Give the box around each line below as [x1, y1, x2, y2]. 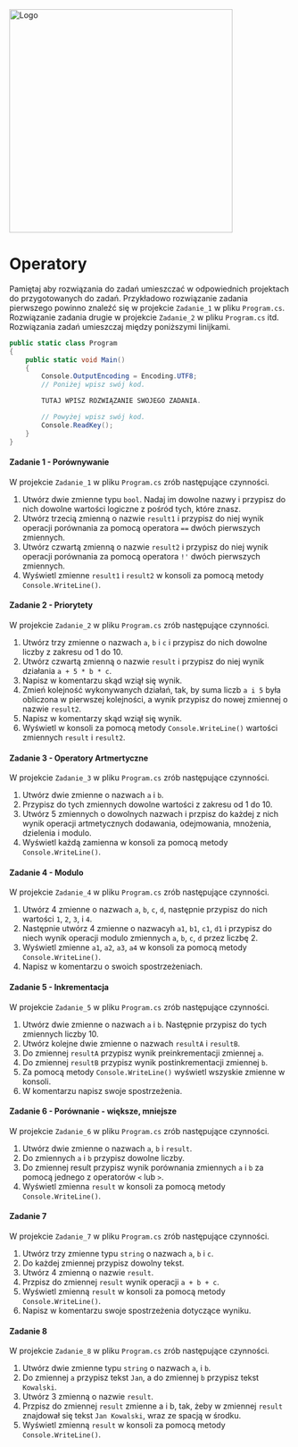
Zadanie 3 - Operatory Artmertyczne [9, 753, 149, 763]
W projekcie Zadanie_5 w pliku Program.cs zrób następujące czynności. [9, 1001, 269, 1013]
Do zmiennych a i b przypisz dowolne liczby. [21, 1152, 185, 1163]
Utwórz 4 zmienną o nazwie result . [21, 1266, 154, 1277]
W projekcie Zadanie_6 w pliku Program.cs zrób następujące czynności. [9, 1125, 269, 1136]
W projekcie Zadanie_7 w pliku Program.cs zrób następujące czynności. [9, 1231, 269, 1241]
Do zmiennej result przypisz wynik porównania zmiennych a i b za [21, 1162, 264, 1173]
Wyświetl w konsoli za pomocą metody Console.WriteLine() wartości [21, 722, 278, 733]
